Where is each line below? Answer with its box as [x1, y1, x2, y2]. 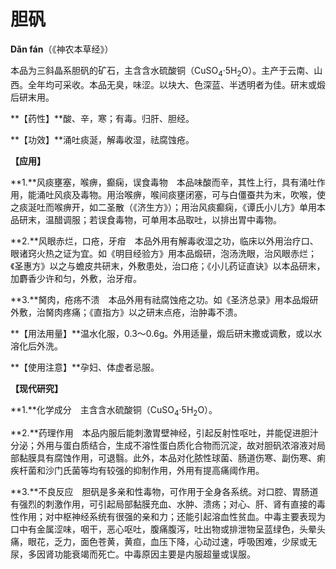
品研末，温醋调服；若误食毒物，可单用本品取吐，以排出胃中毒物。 [10, 213, 282, 225]
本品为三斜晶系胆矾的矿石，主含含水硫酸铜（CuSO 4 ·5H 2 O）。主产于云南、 [10, 64, 315, 79]
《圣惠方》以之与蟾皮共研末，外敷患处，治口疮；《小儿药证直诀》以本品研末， [10, 260, 326, 272]
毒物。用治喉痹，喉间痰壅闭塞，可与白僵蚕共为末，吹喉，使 [79, 188, 326, 200]
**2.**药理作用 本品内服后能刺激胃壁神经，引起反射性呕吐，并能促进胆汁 [10, 426, 319, 439]
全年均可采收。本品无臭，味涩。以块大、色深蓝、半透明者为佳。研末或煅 [27, 78, 326, 90]
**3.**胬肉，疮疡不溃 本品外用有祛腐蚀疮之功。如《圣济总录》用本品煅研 [10, 293, 319, 305]
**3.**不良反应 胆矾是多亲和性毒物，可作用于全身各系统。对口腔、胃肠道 [10, 485, 319, 497]
